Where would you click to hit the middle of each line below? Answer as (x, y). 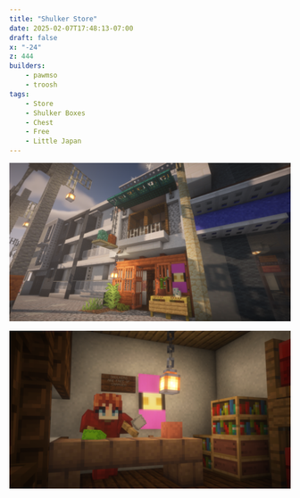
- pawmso (42, 76)
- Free (37, 132)
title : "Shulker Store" (54, 19)
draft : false (33, 37)
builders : (28, 66)
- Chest (39, 122)
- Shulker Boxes (56, 113)
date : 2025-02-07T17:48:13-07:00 (71, 28)
